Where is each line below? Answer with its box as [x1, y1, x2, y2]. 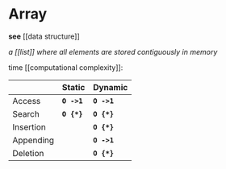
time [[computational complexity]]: [8, 62, 123, 72]
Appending [12, 134, 55, 146]
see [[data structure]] [8, 31, 81, 41]
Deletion [12, 147, 44, 159]
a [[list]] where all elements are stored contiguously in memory [8, 47, 218, 56]
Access [12, 95, 41, 106]
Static [61, 81, 86, 93]
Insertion [12, 122, 46, 133]
